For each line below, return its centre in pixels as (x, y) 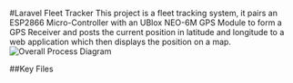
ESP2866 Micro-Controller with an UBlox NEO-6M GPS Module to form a (146, 23)
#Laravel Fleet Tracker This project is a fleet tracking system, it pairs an (143, 13)
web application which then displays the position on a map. (121, 41)
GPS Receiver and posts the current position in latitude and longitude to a (147, 32)
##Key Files (31, 69)
